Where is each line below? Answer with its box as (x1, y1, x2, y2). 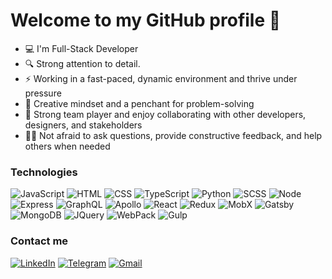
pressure (24, 87, 62, 99)
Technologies (10, 165, 78, 179)
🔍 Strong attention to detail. (24, 57, 141, 69)
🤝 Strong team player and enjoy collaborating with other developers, (24, 108, 307, 120)
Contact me (10, 234, 69, 248)
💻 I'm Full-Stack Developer (24, 42, 139, 54)
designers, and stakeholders (24, 119, 143, 131)
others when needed (24, 140, 111, 152)
